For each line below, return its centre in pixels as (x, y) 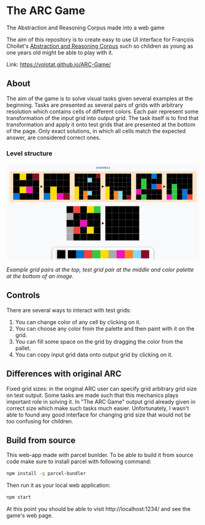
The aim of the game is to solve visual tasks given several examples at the (100, 98)
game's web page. (30, 516)
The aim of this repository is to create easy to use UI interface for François (100, 39)
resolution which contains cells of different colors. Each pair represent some (102, 111)
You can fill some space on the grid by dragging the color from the (99, 341)
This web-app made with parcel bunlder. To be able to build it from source (100, 455)
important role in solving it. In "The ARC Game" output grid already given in (101, 401)
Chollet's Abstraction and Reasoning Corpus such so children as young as (100, 46)
